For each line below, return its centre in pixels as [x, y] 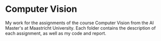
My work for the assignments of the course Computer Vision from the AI [79, 23]
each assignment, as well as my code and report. [56, 33]
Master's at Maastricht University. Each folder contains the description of [80, 28]
